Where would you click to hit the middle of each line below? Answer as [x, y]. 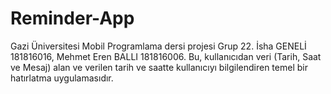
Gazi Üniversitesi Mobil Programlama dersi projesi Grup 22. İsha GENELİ [158, 46]
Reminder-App [72, 18]
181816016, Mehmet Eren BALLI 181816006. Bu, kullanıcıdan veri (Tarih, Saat [166, 56]
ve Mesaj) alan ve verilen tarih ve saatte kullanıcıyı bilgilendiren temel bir [159, 67]
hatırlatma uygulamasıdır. [62, 78]
